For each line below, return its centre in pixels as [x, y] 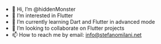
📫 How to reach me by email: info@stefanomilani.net [77, 35]
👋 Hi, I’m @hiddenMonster [44, 9]
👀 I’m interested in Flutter [42, 15]
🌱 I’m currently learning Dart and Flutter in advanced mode [83, 22]
